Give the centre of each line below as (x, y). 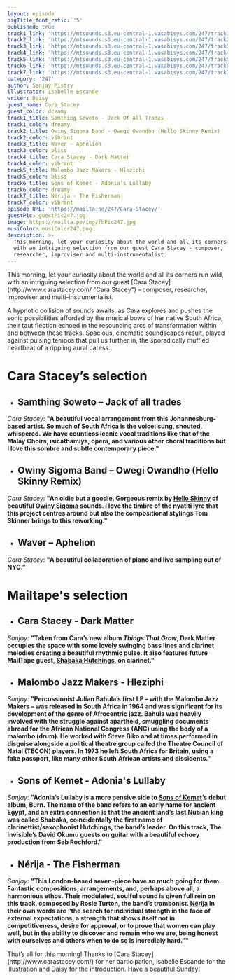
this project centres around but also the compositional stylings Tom (108, 513)
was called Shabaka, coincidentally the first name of (85, 820)
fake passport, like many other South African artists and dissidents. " (109, 759)
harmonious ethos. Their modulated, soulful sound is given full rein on (111, 896)
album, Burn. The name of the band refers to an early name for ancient (112, 805)
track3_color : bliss (37, 151)
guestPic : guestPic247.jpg (47, 216)
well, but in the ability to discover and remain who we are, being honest (113, 933)
